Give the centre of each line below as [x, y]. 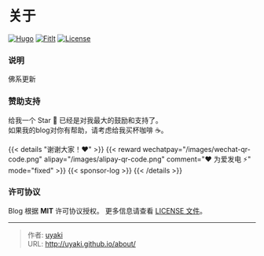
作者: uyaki [45, 235]
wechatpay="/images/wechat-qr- [197, 149]
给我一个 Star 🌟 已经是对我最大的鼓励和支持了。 [85, 120]
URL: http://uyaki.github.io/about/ [81, 243]
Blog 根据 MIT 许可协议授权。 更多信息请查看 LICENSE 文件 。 [107, 210]
